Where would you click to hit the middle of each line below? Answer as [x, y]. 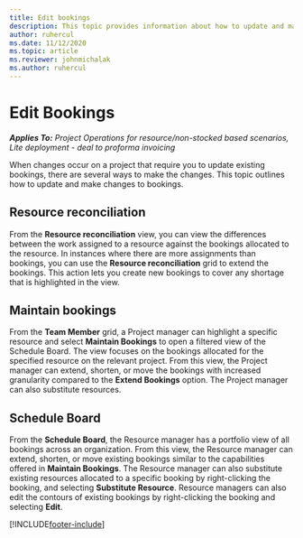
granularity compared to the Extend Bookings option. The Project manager [149, 380]
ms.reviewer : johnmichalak [60, 60]
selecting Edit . [36, 507]
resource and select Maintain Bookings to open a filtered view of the [138, 342]
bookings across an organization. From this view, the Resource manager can [151, 450]
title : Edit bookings [50, 18]
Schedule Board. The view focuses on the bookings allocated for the [137, 351]
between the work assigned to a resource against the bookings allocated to [149, 244]
